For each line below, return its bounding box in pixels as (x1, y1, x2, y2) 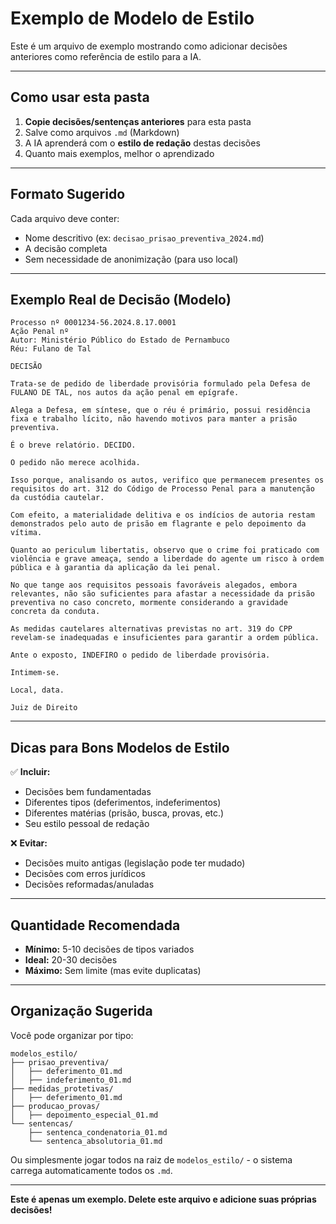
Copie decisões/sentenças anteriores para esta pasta (24, 115, 252, 127)
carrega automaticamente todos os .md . (10, 1164, 173, 1176)
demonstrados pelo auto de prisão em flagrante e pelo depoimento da (10, 519, 307, 529)
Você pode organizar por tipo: (10, 1029, 134, 1041)
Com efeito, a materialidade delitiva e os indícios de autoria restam (10, 510, 315, 521)
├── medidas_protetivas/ (10, 1083, 114, 1094)
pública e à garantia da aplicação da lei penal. (10, 563, 222, 573)
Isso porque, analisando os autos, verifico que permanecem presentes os (10, 475, 325, 486)
